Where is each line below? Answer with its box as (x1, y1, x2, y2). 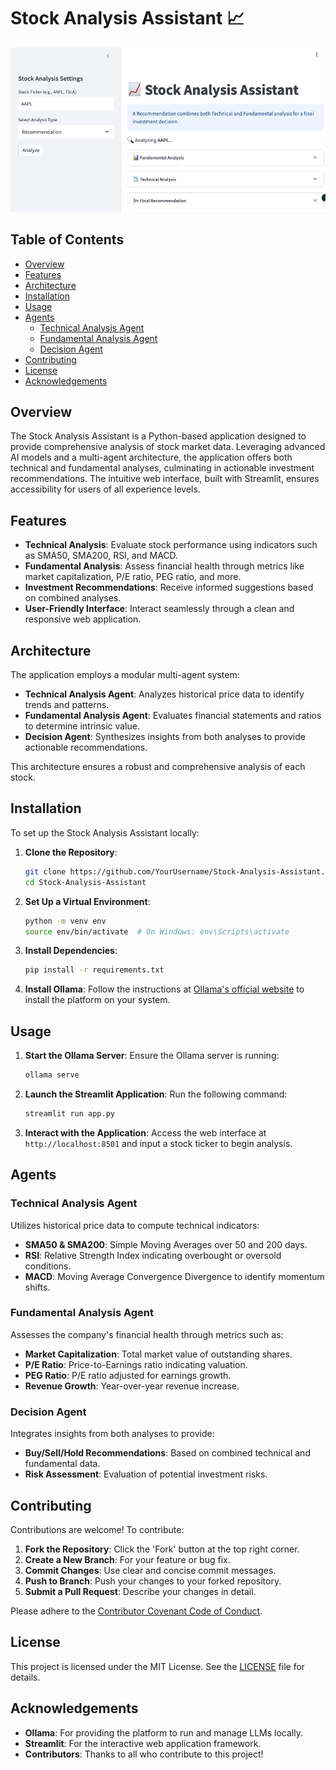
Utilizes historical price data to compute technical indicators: (10, 1219, 260, 1231)
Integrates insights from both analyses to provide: (10, 1428, 215, 1440)
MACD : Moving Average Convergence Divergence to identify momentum (24, 1270, 325, 1282)
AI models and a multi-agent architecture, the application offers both (10, 451, 293, 464)
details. (10, 1671, 41, 1683)
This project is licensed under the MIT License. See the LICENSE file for (10, 1660, 306, 1672)
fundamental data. (24, 1458, 101, 1470)
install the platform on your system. (24, 994, 171, 1006)
